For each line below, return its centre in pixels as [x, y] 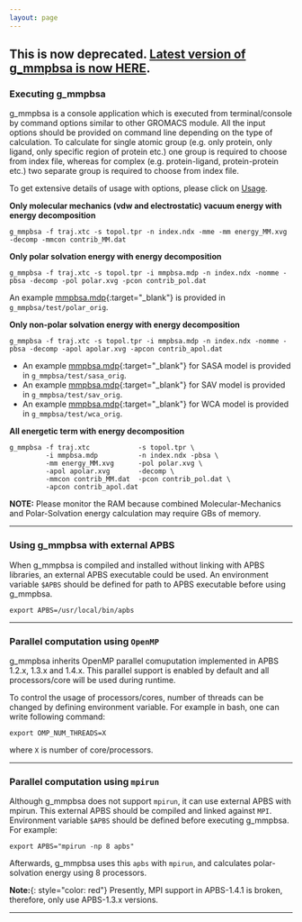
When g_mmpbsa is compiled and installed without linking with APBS [137, 565]
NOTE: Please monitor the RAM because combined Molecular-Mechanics [145, 504]
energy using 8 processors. [95, 873]
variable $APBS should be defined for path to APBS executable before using [147, 584]
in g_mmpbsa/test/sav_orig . [72, 395]
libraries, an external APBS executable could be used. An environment [139, 574]
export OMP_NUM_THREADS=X [58, 733]
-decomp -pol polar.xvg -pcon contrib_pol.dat [118, 281]
